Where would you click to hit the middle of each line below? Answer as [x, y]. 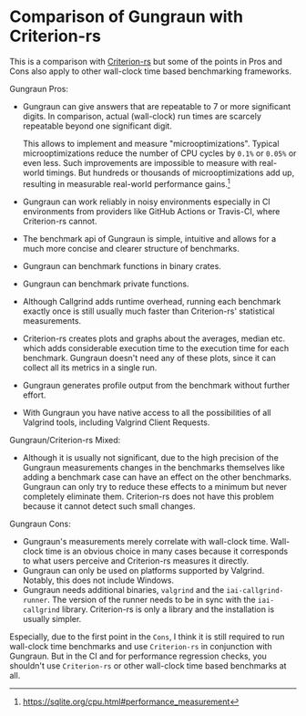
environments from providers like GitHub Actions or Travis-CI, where [151, 211]
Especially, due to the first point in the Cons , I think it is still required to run [147, 637]
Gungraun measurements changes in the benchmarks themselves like [153, 467]
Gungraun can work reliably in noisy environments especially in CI [146, 202]
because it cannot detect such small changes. [109, 506]
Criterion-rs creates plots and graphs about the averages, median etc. [154, 338]
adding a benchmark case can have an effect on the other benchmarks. [157, 477]
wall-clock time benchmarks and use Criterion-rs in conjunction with [141, 646]
